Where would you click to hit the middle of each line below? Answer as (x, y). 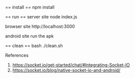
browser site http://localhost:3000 (40, 26)
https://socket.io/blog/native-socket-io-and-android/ (66, 70)
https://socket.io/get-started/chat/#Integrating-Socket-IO (71, 65)
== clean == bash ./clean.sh (34, 46)
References (17, 55)
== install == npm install (30, 7)
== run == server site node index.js (41, 17)
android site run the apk (30, 36)
